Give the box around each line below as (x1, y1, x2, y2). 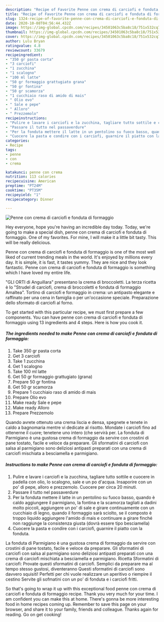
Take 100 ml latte (12, 368, 47, 375)
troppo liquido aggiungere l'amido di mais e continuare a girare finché (12, 515, 153, 521)
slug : (5, 16, 17, 21)
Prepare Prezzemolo (12, 410, 54, 416)
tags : (5, 147, 17, 152)
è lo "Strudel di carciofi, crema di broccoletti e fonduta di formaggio (5, 284, 141, 290)
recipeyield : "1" (5, 192, 41, 197)
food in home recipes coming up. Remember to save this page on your (5, 602, 147, 607)
